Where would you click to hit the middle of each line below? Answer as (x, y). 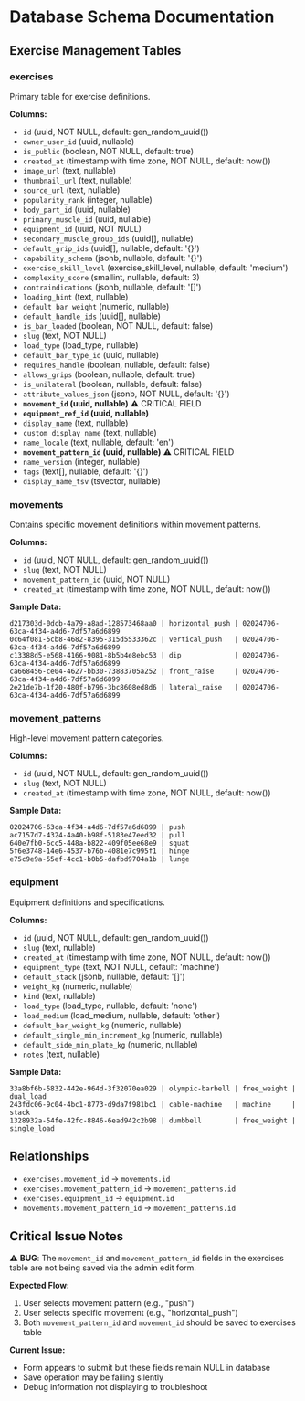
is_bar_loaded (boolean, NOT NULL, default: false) (118, 325)
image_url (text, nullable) (69, 170)
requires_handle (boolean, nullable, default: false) (116, 364)
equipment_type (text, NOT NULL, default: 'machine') (121, 966)
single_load (32, 1128)
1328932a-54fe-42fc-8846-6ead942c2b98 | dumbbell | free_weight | (153, 1121)
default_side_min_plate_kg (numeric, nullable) (110, 1044)
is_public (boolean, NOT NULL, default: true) (108, 151)
